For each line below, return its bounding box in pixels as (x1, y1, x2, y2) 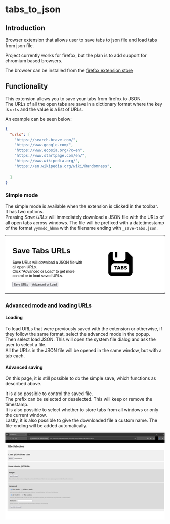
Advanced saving (5, 364, 43, 370)
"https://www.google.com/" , (14, 143, 73, 148)
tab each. (5, 353, 25, 359)
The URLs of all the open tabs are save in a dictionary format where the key (5, 101, 163, 107)
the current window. (5, 412, 47, 418)
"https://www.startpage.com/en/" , (14, 153, 87, 158)
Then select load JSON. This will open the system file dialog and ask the (5, 336, 156, 342)
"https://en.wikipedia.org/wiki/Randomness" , (14, 163, 112, 169)
